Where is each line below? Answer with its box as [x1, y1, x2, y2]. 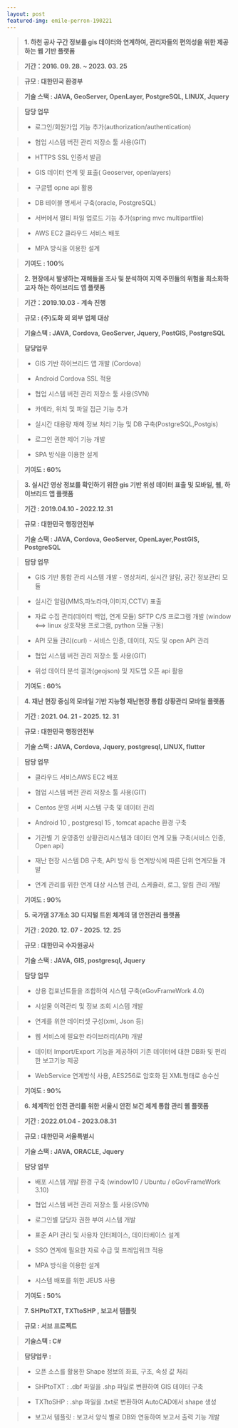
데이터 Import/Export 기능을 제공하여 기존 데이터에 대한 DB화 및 [34, 1047, 214, 1055]
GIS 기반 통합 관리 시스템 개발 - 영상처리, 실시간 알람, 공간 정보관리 [34, 573, 221, 581]
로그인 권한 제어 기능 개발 [34, 435, 106, 443]
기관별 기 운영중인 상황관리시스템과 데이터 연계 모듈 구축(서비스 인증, [34, 833, 226, 842]
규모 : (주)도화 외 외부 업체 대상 [24, 313, 110, 322]
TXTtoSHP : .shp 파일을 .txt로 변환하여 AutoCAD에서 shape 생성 [34, 1397, 217, 1406]
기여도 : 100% [24, 258, 65, 268]
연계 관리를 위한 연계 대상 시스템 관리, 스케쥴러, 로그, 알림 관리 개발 [34, 880, 221, 889]
